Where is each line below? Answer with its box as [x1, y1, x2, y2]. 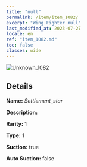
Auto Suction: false [6, 154, 55, 162]
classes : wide [6, 48, 42, 54]
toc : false [6, 42, 33, 48]
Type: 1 [6, 132, 25, 139]
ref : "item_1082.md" [6, 36, 58, 42]
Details [6, 81, 33, 91]
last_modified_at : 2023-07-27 [6, 25, 82, 32]
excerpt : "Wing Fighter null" [6, 20, 82, 26]
